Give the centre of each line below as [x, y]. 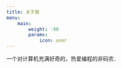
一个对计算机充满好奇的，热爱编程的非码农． [63, 59]
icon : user [53, 40]
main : [25, 23]
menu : [13, 18]
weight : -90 [44, 29]
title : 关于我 [23, 12]
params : [38, 35]
